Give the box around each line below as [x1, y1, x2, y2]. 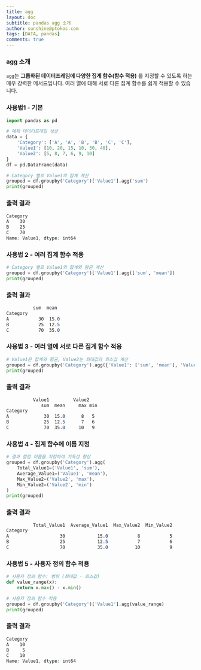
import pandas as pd [6, 117, 58, 123]
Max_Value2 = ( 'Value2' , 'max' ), [17, 476, 95, 482]
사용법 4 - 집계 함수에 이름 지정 [6, 439, 90, 448]
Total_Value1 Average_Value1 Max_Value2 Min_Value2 [32, 522, 172, 528]
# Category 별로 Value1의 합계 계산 [6, 172, 89, 178]
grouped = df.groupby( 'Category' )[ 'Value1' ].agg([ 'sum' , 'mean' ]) [6, 270, 175, 276]
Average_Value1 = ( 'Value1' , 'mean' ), [17, 471, 109, 477]
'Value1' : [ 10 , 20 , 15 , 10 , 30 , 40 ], [17, 145, 111, 151]
